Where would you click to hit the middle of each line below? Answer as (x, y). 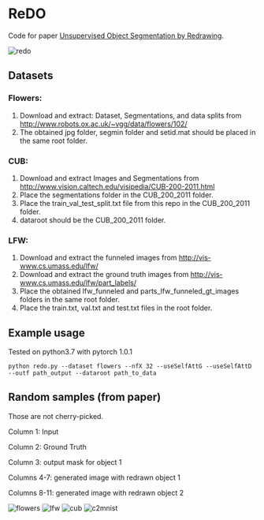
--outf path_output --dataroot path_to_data (82, 373)
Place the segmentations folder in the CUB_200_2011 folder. (116, 195)
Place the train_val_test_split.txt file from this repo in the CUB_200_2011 (135, 203)
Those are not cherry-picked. (56, 416)
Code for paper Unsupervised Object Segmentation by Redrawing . (116, 36)
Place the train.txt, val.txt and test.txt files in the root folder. (116, 308)
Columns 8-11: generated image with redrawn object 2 (96, 492)
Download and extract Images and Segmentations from (109, 178)
